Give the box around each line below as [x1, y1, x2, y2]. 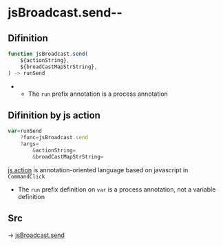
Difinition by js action [8, 109, 100, 121]
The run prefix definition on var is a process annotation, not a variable [17, 185, 216, 194]
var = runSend [8, 127, 42, 135]
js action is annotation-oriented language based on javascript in [8, 165, 189, 174]
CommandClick [8, 173, 45, 180]
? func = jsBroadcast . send [20, 134, 89, 141]
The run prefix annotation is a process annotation [28, 90, 168, 98]
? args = [20, 141, 39, 147]
